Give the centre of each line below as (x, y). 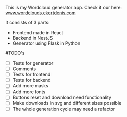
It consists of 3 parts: (28, 23)
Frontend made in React (38, 32)
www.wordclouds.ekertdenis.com (41, 13)
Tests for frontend (32, 75)
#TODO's (15, 53)
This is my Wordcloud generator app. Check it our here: (64, 7)
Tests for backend (32, 80)
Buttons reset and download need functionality (62, 97)
